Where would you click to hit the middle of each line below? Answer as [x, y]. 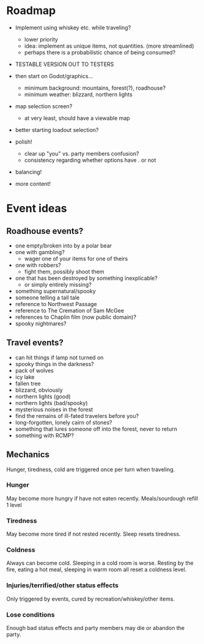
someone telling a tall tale [47, 298]
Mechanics [28, 455]
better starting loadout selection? [57, 130]
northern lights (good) [43, 396]
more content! [33, 183]
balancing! [28, 172]
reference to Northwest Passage [56, 304]
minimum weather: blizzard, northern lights [78, 94]
